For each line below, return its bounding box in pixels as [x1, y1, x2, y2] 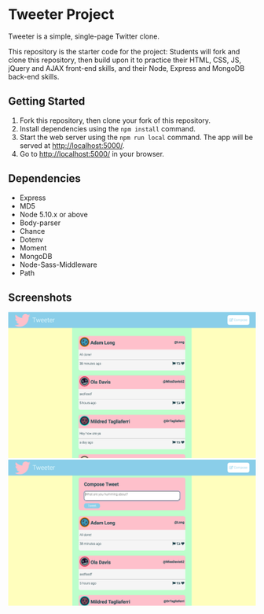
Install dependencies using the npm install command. [19, 124, 196, 133]
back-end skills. [8, 72, 60, 81]
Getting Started [8, 94, 86, 108]
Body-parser [19, 218, 61, 227]
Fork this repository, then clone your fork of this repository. [19, 116, 211, 125]
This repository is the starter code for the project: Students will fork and [8, 46, 240, 56]
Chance [19, 226, 46, 235]
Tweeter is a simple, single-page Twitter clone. [8, 31, 159, 41]
